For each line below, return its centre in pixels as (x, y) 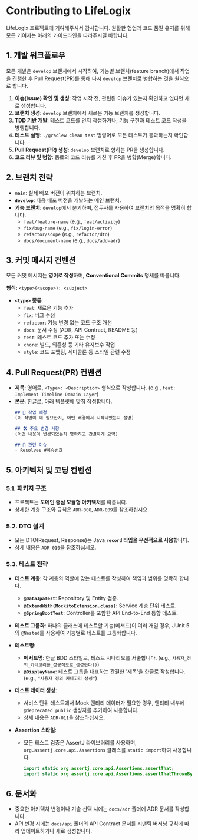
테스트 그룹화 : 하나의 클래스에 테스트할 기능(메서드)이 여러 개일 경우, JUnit (100, 625)
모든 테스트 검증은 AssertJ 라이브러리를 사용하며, (80, 742)
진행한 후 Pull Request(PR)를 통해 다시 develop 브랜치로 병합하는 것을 (93, 78)
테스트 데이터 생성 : (36, 690)
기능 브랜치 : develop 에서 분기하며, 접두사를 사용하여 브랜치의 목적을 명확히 (100, 207)
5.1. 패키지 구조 (26, 488)
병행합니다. (27, 127)
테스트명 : (25, 645)
